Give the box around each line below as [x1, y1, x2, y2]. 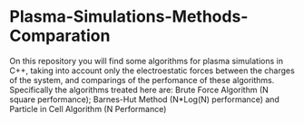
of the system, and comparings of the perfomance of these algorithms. [9, 74, 275, 85]
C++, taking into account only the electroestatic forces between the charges [9, 65, 295, 76]
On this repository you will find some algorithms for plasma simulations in [9, 55, 284, 66]
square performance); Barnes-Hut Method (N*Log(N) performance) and [9, 93, 279, 105]
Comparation [9, 25, 111, 46]
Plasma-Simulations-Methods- [9, 6, 249, 27]
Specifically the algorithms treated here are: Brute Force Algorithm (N [9, 84, 270, 95]
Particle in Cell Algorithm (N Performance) [9, 103, 167, 114]
